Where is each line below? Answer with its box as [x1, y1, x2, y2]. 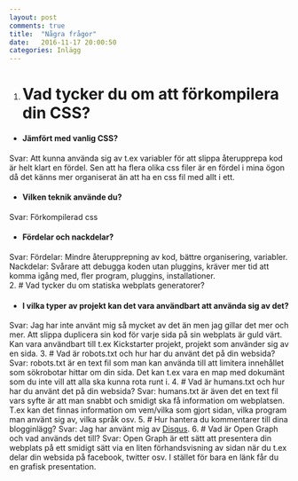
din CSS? [21, 103, 91, 123]
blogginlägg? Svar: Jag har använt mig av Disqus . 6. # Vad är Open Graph [9, 423, 278, 435]
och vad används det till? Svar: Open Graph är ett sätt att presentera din [9, 433, 272, 444]
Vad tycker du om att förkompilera [21, 84, 279, 105]
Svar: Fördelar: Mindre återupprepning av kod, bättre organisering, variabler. [9, 251, 288, 262]
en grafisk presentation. [9, 461, 97, 472]
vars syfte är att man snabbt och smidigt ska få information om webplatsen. [9, 396, 286, 406]
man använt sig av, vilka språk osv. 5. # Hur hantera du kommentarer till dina [9, 414, 288, 425]
